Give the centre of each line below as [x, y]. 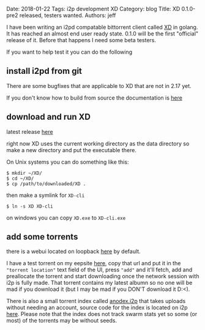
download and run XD [48, 117]
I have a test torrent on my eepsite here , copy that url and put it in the [94, 263]
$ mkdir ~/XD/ [24, 173]
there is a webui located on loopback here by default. [73, 251]
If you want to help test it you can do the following [69, 52]
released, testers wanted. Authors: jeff [68, 15]
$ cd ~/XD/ [20, 178]
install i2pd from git [44, 71]
